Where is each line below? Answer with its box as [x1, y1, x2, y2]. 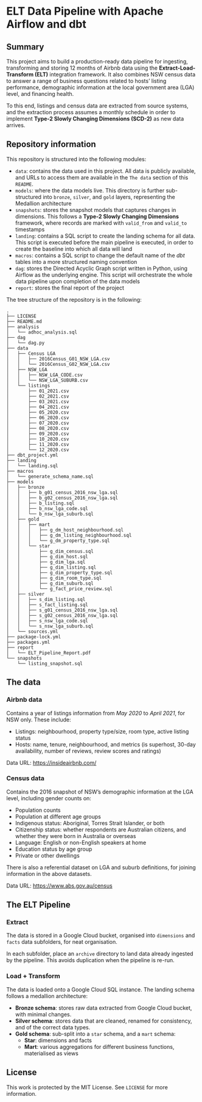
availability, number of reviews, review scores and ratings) [15, 747, 161, 754]
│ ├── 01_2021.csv [6, 388, 69, 394]
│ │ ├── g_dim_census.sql [6, 548, 94, 554]
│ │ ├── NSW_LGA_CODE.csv [6, 371, 83, 378]
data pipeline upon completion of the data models [15, 277, 140, 285]
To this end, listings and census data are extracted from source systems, [6, 102, 189, 109]
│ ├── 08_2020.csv [6, 425, 69, 431]
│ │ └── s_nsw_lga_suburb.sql [6, 623, 94, 629]
